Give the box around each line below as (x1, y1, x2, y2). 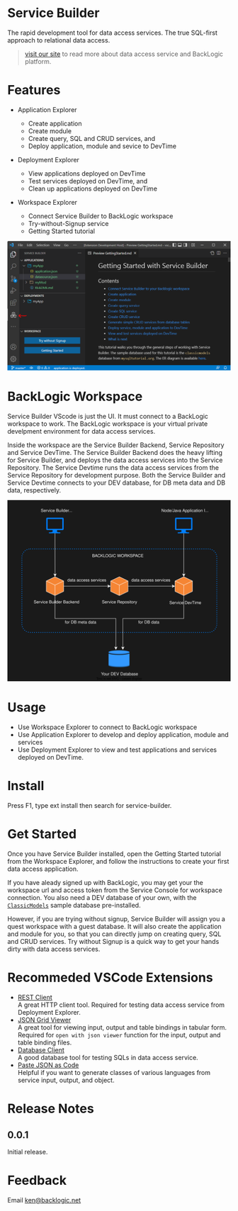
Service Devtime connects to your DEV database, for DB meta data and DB (7, 478, 225, 487)
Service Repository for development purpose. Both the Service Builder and (7, 471, 225, 479)
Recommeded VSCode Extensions (7, 969, 214, 986)
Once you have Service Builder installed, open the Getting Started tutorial (7, 849, 222, 858)
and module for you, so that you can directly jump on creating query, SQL (7, 930, 222, 938)
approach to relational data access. (7, 35, 110, 44)
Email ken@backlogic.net (7, 1195, 81, 1204)
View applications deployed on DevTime (28, 169, 146, 178)
